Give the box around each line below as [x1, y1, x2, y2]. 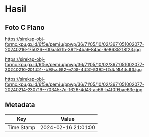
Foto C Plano [5, 23, 45, 32]
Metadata [5, 101, 35, 109]
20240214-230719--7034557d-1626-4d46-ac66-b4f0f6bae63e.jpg [5, 87, 143, 92]
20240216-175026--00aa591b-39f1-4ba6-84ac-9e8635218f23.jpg [5, 47, 141, 52]
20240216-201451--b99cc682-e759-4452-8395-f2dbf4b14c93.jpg [5, 67, 142, 72]
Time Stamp [7, 124, 36, 131]
